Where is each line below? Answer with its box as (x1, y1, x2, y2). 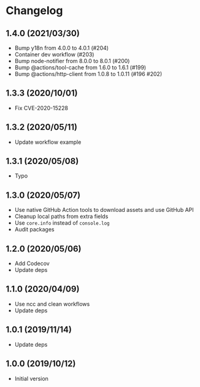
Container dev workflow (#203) (14, 51, 94, 58)
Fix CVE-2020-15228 (14, 104, 69, 111)
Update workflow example (14, 138, 82, 146)
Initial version (14, 375, 48, 382)
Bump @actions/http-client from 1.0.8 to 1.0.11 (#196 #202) (14, 70, 163, 77)
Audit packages (14, 226, 55, 233)
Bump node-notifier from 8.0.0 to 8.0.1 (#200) (14, 58, 130, 64)
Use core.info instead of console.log (14, 219, 110, 227)
